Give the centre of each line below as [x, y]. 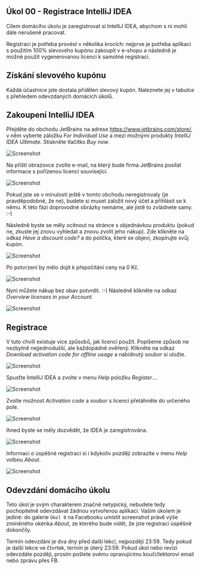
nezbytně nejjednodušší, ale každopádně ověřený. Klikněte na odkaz [90, 348]
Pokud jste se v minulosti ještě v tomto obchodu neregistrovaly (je [87, 195]
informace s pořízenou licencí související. [57, 171]
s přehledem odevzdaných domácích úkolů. [60, 96]
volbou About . [24, 460]
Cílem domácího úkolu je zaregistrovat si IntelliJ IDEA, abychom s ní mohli [97, 26]
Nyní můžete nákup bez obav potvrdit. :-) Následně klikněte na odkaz [92, 290]
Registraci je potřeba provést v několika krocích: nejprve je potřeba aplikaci [99, 44]
